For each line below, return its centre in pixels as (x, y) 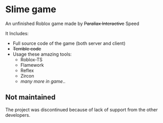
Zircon (27, 76)
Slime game (31, 9)
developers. (18, 115)
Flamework (32, 65)
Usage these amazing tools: (42, 54)
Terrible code (27, 48)
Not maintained (30, 97)
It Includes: (17, 33)
